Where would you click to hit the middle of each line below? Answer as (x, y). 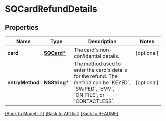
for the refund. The (96, 76)
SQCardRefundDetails (51, 9)
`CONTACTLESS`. (94, 101)
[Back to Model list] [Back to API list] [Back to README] (62, 113)
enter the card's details (101, 70)
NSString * (56, 83)
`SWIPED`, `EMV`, (94, 89)
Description (102, 41)
